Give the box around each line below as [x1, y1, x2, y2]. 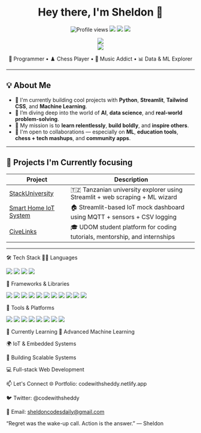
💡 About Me [6, 80, 51, 90]
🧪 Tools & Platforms [6, 304, 55, 311]
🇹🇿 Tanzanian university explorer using [70, 185, 183, 193]
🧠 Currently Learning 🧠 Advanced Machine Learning [6, 328, 135, 335]
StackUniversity [9, 189, 54, 197]
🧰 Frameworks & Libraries [6, 280, 70, 287]
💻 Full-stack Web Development [6, 365, 85, 373]
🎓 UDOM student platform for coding [70, 223, 177, 231]
